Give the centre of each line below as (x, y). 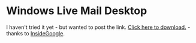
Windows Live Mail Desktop (77, 11)
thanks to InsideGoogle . (35, 33)
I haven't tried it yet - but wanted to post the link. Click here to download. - (98, 27)
